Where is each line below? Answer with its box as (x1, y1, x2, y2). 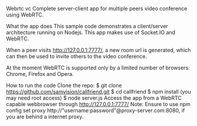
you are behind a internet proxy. (6, 113, 84, 120)
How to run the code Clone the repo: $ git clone (6, 82, 122, 89)
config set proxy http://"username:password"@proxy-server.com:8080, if (6, 107, 185, 114)
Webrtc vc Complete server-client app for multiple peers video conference (6, 5, 188, 12)
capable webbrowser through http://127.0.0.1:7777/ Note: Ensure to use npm (6, 101, 191, 108)
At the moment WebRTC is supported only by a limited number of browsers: (6, 64, 190, 71)
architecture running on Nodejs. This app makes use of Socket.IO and (6, 29, 176, 36)
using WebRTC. (6, 11, 44, 18)
